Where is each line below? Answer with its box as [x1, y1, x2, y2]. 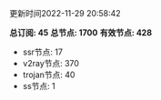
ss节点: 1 [22, 81, 56, 91]
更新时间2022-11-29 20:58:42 [9, 8, 121, 18]
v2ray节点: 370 [22, 58, 80, 68]
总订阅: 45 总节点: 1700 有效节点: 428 [9, 27, 153, 38]
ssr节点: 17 [22, 46, 64, 57]
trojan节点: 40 [22, 69, 75, 80]
